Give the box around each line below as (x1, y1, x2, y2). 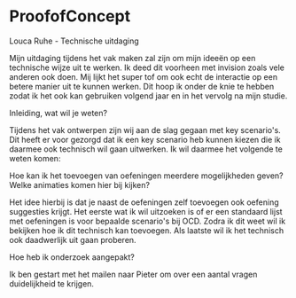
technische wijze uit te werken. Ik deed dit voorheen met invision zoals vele (9, 62, 285, 73)
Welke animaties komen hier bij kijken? (9, 179, 151, 190)
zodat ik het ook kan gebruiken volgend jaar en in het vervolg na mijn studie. (9, 90, 288, 101)
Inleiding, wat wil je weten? (9, 107, 108, 118)
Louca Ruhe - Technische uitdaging (9, 35, 139, 46)
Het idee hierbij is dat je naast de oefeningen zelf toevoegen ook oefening (9, 197, 279, 208)
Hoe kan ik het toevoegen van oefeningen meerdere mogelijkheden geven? (9, 170, 284, 181)
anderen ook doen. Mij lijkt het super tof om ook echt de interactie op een (9, 71, 277, 82)
